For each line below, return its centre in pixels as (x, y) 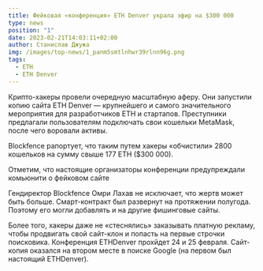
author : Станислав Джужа (49, 45)
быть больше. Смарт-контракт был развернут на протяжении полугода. (130, 201)
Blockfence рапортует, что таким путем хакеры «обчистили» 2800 (120, 145)
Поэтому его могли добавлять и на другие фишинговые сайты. (114, 209)
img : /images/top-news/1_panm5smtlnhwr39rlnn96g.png (96, 52)
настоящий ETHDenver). (48, 258)
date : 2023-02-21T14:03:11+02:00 (63, 38)
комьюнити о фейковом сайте (59, 178)
